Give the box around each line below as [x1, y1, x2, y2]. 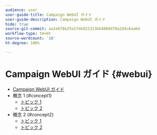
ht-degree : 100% [5, 41, 40, 46]
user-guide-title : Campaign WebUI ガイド [5, 12, 92, 17]
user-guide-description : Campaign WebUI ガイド [5, 17, 106, 22]
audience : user [5, 7, 38, 13]
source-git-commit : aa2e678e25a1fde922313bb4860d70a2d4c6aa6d [5, 26, 140, 31]
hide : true [5, 21, 29, 27]
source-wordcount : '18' [5, 36, 56, 41]
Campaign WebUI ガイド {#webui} [5, 68, 152, 80]
